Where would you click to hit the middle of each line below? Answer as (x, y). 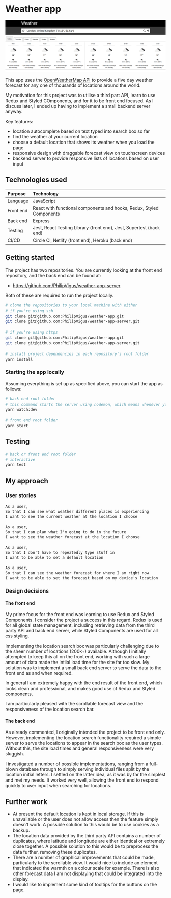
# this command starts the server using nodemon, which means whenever (83, 404)
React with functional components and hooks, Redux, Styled (96, 208)
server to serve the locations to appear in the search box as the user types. (84, 743)
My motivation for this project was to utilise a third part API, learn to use (80, 95)
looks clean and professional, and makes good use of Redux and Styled (80, 689)
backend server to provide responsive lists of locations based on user (86, 158)
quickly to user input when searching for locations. (59, 786)
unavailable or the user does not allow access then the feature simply (85, 819)
